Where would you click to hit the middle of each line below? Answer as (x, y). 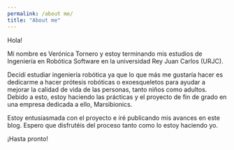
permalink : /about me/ (40, 14)
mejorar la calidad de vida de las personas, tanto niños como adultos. (107, 89)
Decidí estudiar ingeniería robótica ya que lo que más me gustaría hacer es (115, 75)
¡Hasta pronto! (28, 138)
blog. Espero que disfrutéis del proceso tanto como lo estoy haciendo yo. (113, 125)
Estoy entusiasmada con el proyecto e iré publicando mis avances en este (114, 118)
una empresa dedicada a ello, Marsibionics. (70, 104)
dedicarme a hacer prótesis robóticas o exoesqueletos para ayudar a (107, 82)
